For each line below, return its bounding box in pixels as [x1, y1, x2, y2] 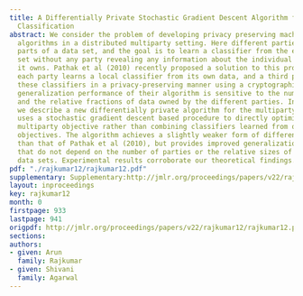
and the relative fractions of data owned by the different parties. [17, 97, 284, 106]
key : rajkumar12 [9, 190, 70, 199]
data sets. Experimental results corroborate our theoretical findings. [17, 155, 297, 165]
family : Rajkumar [17, 256, 83, 266]
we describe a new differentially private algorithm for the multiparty [17, 106, 297, 115]
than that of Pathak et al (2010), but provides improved [17, 139, 241, 148]
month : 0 [9, 198, 42, 208]
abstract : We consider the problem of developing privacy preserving [9, 30, 277, 39]
